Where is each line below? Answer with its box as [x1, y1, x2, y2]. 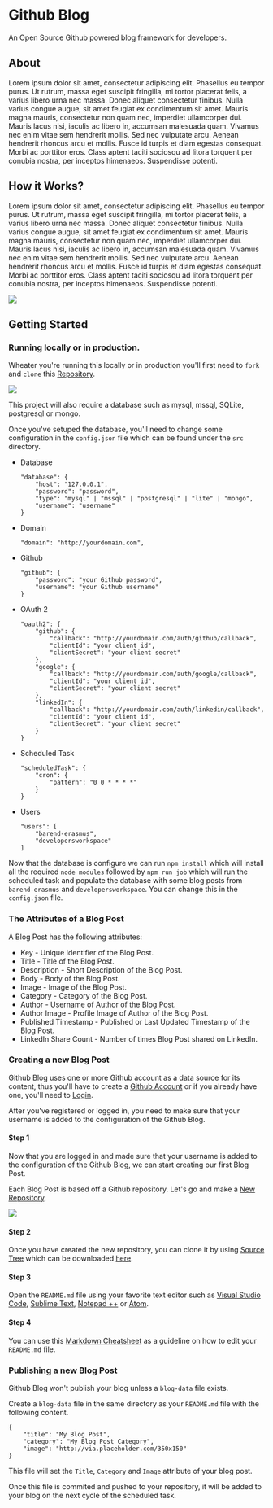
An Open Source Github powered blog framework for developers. [8, 33, 227, 42]
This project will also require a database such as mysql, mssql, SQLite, [8, 400, 244, 410]
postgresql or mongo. [8, 409, 81, 418]
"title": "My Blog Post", [23, 1430, 111, 1438]
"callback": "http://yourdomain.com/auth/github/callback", [50, 635, 258, 643]
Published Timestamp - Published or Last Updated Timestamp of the [19, 1016, 250, 1026]
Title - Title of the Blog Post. [19, 956, 115, 966]
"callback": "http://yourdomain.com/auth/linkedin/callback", [50, 706, 265, 714]
